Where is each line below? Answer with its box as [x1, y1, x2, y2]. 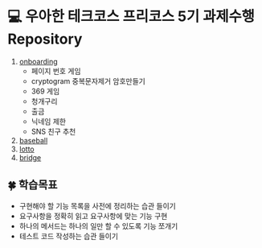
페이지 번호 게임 [31, 66, 81, 76]
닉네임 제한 [31, 116, 66, 126]
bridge [18, 152, 42, 162]
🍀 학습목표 [7, 178, 58, 192]
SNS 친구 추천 [31, 126, 76, 136]
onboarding [18, 56, 58, 66]
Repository [7, 30, 83, 48]
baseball [18, 135, 48, 145]
